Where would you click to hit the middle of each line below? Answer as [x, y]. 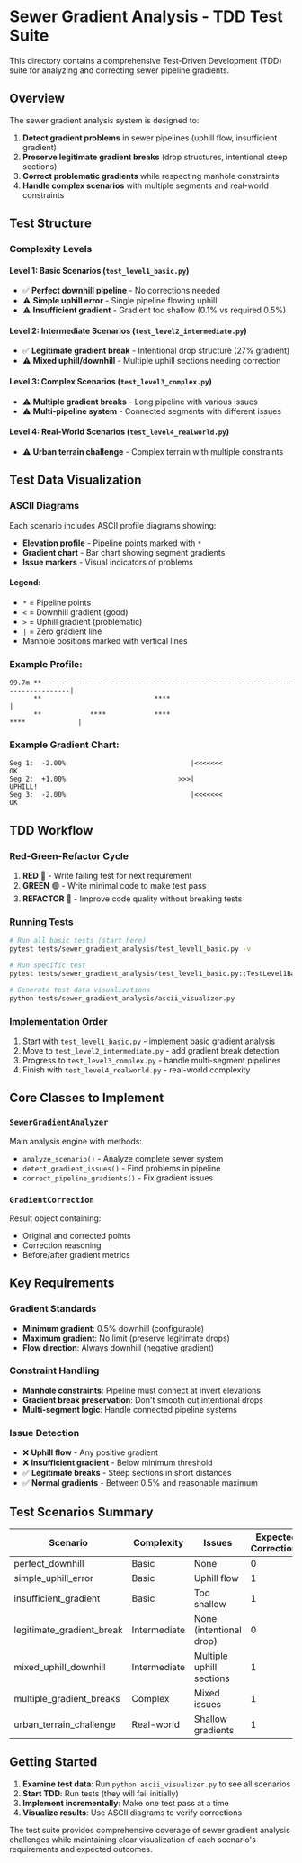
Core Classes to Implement [87, 1098]
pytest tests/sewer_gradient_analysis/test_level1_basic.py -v [130, 949]
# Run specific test [48, 965]
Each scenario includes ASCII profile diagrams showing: [113, 525]
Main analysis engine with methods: [75, 1141]
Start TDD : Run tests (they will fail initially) [100, 1793]
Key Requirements [62, 1284]
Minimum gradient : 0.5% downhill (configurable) [113, 1328]
